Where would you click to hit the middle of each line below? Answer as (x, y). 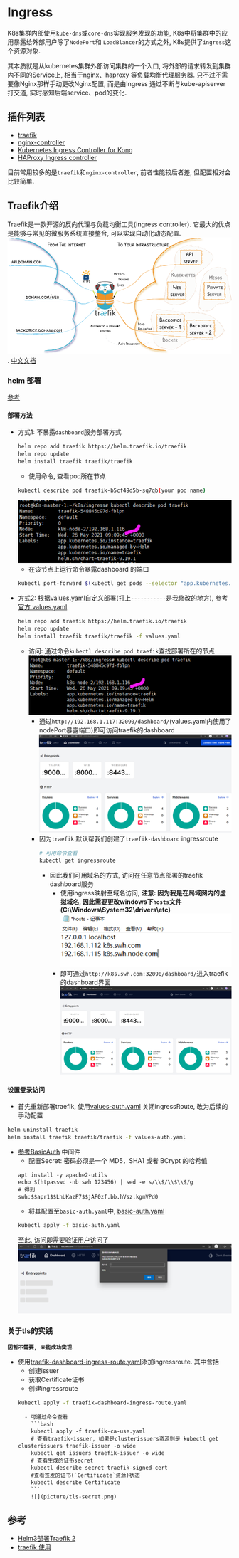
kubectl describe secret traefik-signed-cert (100, 1468)
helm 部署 (24, 380)
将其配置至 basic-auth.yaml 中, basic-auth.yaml (96, 1211)
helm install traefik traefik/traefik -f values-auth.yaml (97, 1137)
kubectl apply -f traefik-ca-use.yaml (88, 1431)
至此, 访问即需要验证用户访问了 (63, 1240)
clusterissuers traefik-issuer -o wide (77, 1446)
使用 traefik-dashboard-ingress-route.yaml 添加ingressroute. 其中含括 (118, 1362)
